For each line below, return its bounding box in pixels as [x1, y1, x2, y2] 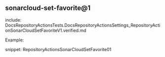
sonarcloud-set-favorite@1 [5, 4, 91, 12]
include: [5, 17, 22, 23]
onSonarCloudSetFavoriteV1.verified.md [5, 27, 86, 33]
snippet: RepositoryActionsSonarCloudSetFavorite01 [5, 46, 112, 52]
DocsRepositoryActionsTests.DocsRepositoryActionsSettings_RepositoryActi [5, 22, 161, 28]
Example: [5, 37, 24, 43]
